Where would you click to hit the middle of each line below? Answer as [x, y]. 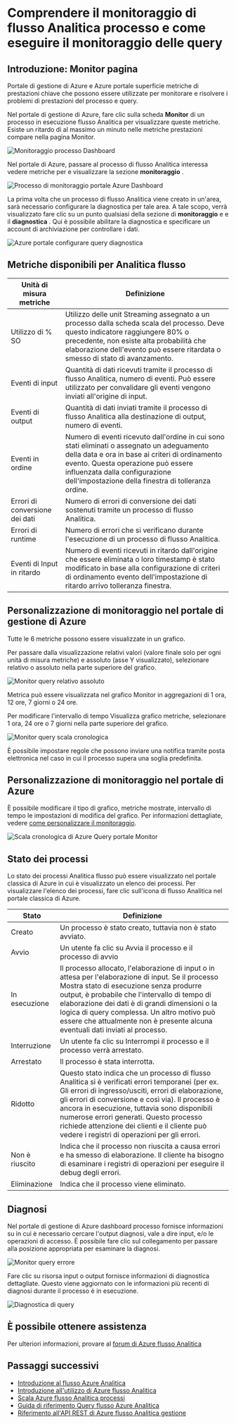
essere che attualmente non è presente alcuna [136, 1021]
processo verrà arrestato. [101, 1050]
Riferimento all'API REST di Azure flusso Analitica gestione [101, 1413]
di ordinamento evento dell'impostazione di [137, 577]
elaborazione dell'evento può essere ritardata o [143, 349]
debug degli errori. [90, 1173]
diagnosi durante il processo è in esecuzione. [73, 1291]
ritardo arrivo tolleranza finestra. [119, 585]
